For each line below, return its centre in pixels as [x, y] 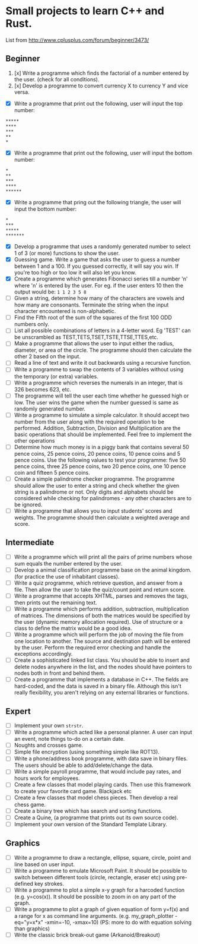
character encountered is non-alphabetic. [65, 311]
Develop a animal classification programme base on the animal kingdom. [103, 570]
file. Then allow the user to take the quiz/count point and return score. [100, 589]
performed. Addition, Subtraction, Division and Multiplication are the [97, 428]
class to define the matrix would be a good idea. [73, 628]
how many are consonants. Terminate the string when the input [91, 305]
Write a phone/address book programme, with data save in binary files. [101, 759]
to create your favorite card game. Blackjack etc [73, 791]
